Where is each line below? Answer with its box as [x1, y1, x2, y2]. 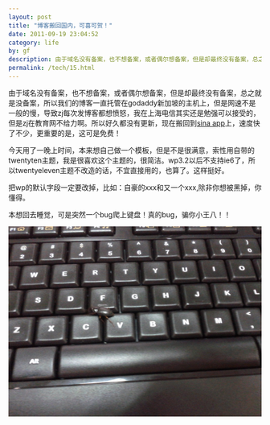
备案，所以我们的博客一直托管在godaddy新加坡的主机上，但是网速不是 [22, 97, 256, 108]
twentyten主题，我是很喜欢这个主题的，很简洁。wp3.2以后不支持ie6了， [8, 155, 249, 165]
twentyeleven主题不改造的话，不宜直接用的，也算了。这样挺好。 [14, 165, 229, 175]
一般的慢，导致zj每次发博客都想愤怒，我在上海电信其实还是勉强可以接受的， [8, 108, 261, 118]
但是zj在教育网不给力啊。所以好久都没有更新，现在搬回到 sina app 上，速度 [8, 118, 253, 128]
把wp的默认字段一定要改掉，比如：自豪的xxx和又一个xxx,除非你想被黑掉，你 [8, 182, 262, 192]
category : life [8, 39, 59, 47]
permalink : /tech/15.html [8, 64, 95, 72]
